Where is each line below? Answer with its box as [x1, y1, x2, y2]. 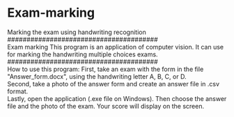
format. [7, 87, 29, 95]
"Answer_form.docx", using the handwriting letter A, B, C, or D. [7, 72, 187, 81]
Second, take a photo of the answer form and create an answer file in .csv [7, 79, 220, 88]
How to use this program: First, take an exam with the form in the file [7, 65, 204, 73]
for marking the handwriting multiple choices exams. [7, 50, 158, 58]
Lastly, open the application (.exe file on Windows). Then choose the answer [7, 94, 227, 102]
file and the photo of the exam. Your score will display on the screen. [7, 102, 204, 110]
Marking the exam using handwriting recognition [7, 28, 146, 36]
